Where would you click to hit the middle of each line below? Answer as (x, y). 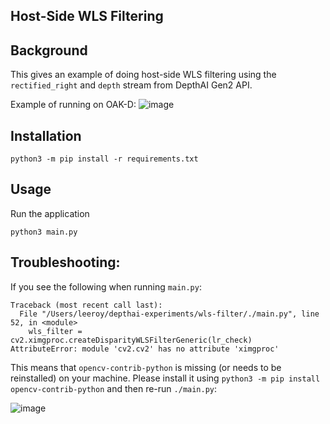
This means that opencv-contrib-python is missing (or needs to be (146, 367)
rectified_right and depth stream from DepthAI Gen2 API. (131, 85)
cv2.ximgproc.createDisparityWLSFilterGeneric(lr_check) (131, 340)
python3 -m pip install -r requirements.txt (104, 159)
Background (49, 50)
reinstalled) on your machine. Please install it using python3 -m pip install (165, 378)
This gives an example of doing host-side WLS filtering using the (143, 75)
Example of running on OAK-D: (73, 105)
